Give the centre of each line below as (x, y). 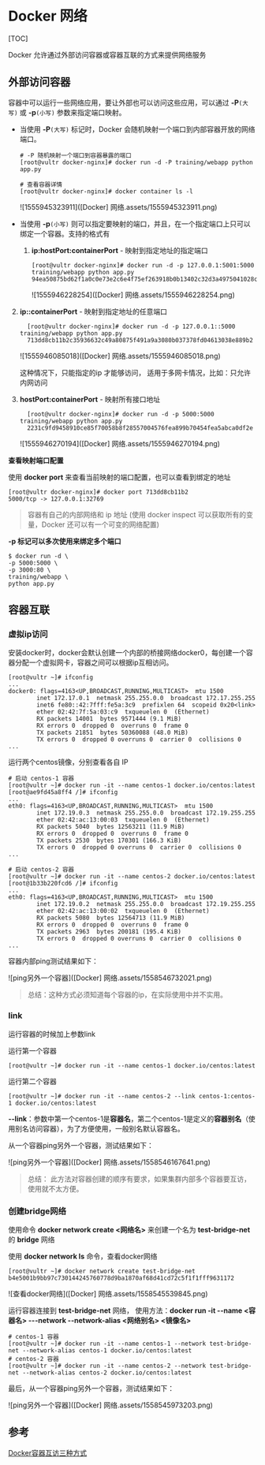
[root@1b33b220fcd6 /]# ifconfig (63, 884)
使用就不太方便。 (55, 1188)
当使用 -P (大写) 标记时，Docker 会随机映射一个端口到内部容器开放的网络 (137, 129)
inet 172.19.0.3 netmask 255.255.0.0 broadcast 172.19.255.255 (146, 813)
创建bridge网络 (37, 1211)
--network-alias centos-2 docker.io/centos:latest (107, 1373)
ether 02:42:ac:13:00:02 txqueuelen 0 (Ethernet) (123, 911)
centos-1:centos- (227, 1096)
